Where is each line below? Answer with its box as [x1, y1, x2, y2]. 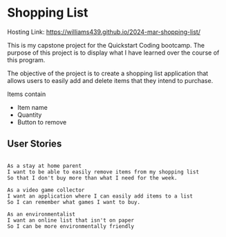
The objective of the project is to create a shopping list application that [7, 69, 209, 77]
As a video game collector [7, 187, 85, 193]
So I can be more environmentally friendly [7, 222, 135, 229]
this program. [7, 55, 46, 64]
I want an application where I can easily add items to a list [7, 192, 194, 200]
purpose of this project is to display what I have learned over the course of [7, 48, 220, 57]
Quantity [17, 111, 42, 119]
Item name [17, 103, 48, 111]
